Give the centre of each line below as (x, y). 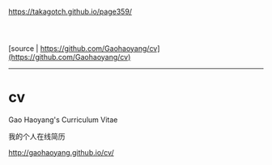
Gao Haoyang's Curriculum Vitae (63, 120)
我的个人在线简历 (37, 136)
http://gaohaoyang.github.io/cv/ (62, 152)
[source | (23, 48)
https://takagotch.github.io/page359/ (70, 11)
